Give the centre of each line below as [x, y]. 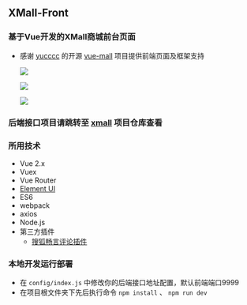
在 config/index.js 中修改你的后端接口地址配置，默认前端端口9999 [129, 283]
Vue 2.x [32, 163]
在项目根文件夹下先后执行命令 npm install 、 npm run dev [113, 292]
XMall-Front [39, 13]
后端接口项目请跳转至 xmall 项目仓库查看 [86, 122]
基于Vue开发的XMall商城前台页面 [72, 37]
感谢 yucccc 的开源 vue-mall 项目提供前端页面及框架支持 [112, 55]
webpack [34, 205]
